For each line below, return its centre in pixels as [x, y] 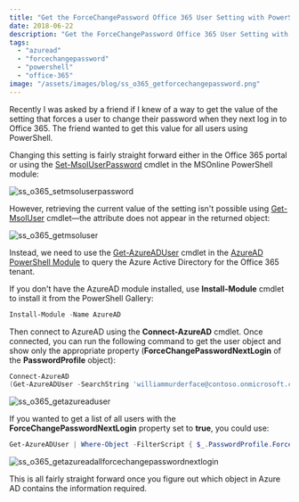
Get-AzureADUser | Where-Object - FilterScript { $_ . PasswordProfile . [141, 445]
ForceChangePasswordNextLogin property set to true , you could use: [139, 428]
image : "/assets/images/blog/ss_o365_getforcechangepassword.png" [135, 84]
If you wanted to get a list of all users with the [93, 419]
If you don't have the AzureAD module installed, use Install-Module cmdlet [147, 288]
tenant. [22, 271]
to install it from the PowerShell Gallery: [81, 298]
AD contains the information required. [78, 489]
